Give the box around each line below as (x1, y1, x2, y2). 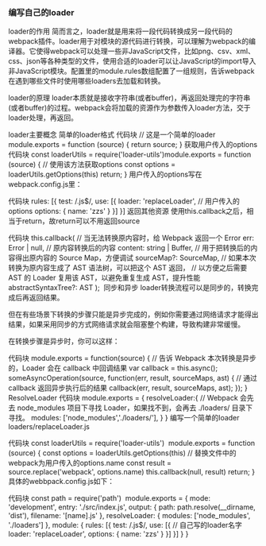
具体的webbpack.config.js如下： (8, 477, 115, 486)
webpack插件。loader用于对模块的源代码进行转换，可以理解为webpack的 (8, 37, 249, 46)
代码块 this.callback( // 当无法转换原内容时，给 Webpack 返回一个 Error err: (8, 233, 255, 243)
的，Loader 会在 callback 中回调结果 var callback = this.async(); (8, 363, 218, 373)
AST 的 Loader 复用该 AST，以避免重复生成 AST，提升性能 (8, 273, 201, 283)
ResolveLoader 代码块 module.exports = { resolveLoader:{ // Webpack (8, 393, 238, 403)
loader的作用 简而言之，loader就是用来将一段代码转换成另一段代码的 (8, 26, 233, 37)
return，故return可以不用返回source (21, 216, 141, 226)
